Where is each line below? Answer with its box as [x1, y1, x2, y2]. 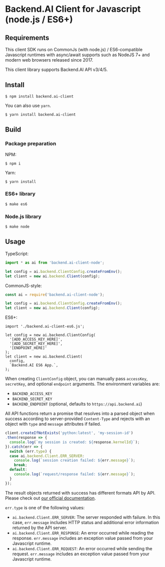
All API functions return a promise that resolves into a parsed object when [5, 410, 155, 417]
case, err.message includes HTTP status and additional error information [12, 519, 159, 525]
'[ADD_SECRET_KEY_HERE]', [9, 341, 63, 346]
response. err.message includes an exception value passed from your [12, 535, 153, 541]
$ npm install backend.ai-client [5, 94, 74, 99]
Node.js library [5, 213, 42, 220]
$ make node [5, 224, 30, 230]
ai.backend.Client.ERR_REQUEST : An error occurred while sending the [12, 545, 153, 551]
